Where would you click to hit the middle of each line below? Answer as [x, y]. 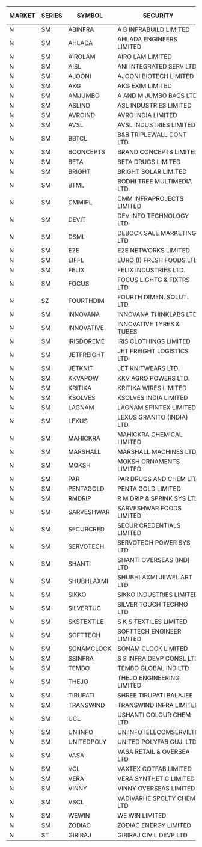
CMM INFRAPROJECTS [150, 199]
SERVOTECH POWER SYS [154, 543]
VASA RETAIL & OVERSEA [153, 752]
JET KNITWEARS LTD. [148, 368]
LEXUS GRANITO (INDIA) [152, 417]
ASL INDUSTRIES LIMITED [154, 105]
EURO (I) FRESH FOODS [151, 260]
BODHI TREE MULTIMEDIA [155, 181]
